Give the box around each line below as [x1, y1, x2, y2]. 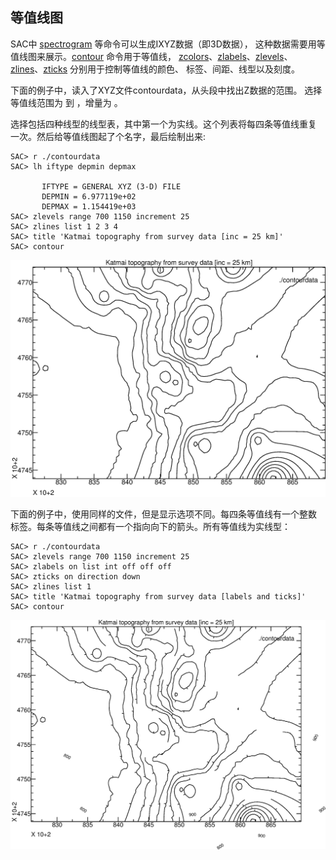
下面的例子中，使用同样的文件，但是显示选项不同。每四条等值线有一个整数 [10, 508, 317, 520]
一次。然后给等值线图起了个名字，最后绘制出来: [10, 130, 207, 142]
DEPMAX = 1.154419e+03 [41, 201, 137, 212]
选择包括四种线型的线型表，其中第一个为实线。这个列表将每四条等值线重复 [10, 118, 317, 130]
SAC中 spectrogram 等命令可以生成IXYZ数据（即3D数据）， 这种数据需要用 [10, 38, 317, 50]
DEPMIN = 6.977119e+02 [41, 191, 137, 202]
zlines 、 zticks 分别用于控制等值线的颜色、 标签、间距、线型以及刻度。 [10, 63, 300, 75]
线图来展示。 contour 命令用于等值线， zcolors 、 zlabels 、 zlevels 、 [18, 50, 293, 62]
